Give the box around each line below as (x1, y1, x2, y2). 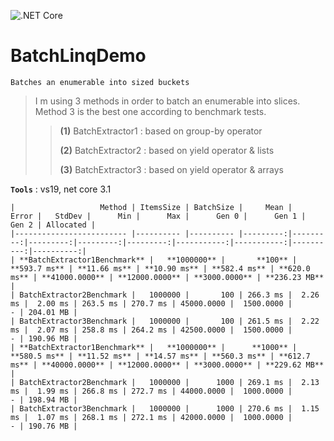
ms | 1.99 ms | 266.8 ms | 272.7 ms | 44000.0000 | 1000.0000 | (10, 386, 293, 396)
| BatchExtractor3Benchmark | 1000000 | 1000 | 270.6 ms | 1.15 (10, 403, 320, 414)
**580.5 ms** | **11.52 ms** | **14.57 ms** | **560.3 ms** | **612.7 (10, 351, 311, 361)
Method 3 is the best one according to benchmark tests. (34, 105, 267, 117)
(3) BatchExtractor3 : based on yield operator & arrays (59, 163, 284, 175)
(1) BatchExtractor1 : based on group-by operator (59, 125, 263, 137)
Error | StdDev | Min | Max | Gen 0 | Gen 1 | (10, 211, 307, 221)
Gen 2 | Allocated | (10, 220, 97, 230)
